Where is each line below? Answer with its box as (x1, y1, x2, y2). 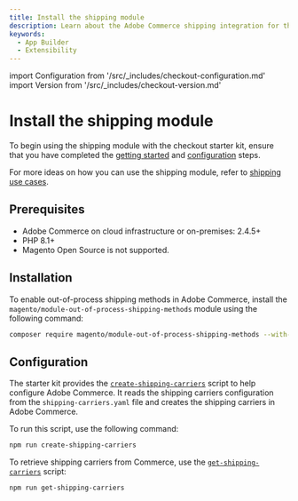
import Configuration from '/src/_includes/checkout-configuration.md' (9, 70, 266, 81)
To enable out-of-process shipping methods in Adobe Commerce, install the (9, 294, 288, 305)
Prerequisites (9, 202, 85, 218)
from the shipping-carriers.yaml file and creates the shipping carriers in (9, 397, 276, 408)
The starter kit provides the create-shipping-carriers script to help (9, 378, 256, 389)
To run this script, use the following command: (9, 424, 179, 434)
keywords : (9, 29, 46, 38)
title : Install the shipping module (9, 12, 145, 22)
